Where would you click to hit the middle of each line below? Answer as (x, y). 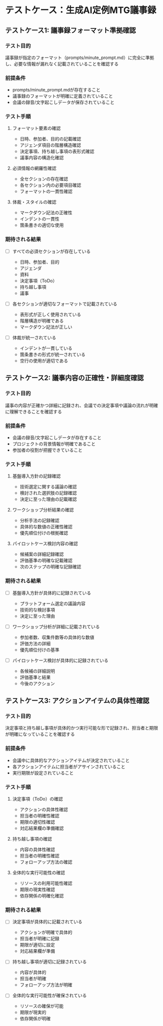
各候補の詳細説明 (37, 671)
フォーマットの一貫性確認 (46, 191)
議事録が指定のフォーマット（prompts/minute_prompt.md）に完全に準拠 (80, 57)
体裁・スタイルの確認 (34, 202)
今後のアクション (37, 683)
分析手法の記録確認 (40, 520)
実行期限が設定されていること (43, 772)
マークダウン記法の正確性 (46, 212)
